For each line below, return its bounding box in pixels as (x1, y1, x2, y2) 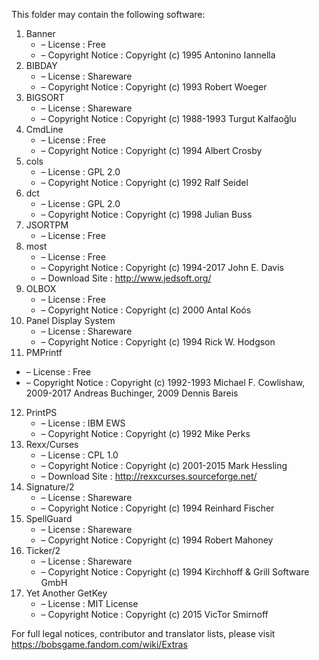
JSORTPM (25, 219, 69, 231)
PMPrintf (25, 347, 63, 358)
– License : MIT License (40, 598, 139, 609)
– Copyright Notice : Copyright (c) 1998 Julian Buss (40, 209, 253, 220)
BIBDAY (25, 60, 58, 71)
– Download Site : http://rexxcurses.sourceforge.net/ (40, 470, 258, 482)
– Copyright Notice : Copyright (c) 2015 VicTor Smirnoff (40, 609, 269, 620)
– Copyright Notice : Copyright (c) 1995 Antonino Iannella (40, 49, 276, 61)
